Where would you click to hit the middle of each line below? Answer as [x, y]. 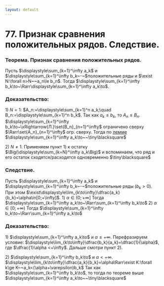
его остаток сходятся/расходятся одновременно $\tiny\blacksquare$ [78, 157]
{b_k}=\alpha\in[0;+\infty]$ [32, 198]
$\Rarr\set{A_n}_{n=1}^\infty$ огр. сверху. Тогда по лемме [66, 132]
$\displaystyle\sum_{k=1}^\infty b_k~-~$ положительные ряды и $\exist [79, 76]
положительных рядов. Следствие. [82, 44]
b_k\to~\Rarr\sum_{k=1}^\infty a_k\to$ [44, 214]
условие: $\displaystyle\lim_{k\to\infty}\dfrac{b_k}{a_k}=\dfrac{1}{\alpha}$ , [82, 242]
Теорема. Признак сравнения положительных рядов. [73, 60]
